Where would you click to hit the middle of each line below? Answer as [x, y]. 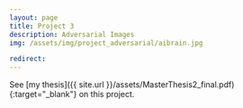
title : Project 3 [42, 26]
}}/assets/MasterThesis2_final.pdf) [171, 85]
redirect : [28, 59]
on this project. [107, 94]
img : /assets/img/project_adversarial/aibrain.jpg [106, 43]
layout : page [34, 18]
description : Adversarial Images [72, 34]
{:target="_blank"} [43, 94]
